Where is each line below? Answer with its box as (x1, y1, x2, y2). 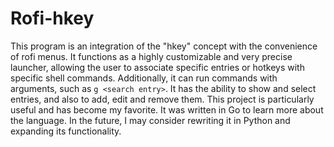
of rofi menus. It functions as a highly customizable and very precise (10, 50, 293, 62)
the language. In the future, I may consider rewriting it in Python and (10, 114, 291, 126)
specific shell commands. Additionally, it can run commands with (10, 72, 278, 84)
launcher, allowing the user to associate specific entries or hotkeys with (10, 61, 305, 73)
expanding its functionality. (10, 125, 122, 137)
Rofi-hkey (10, 7, 95, 30)
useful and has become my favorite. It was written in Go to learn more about (10, 103, 324, 116)
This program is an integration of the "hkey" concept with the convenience (10, 40, 318, 52)
